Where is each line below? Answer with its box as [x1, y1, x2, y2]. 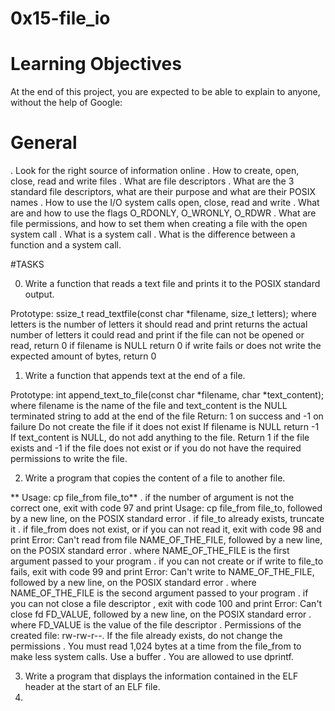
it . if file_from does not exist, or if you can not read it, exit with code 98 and [10, 523, 322, 536]
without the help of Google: [10, 97, 123, 109]
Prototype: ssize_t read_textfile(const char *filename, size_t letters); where [10, 308, 317, 320]
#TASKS [10, 258, 45, 271]
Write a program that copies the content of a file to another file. [24, 472, 286, 484]
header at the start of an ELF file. [24, 681, 161, 693]
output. [24, 288, 55, 301]
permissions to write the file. [10, 453, 128, 465]
